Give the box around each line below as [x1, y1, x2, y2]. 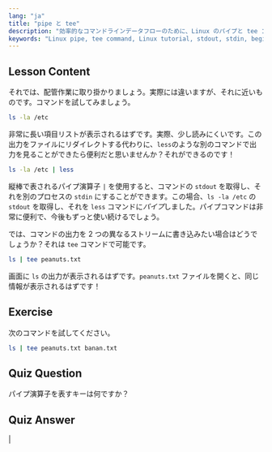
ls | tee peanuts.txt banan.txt [8, 344, 117, 352]
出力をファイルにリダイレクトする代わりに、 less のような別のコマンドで [8, 139, 250, 149]
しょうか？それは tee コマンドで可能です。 [8, 239, 151, 248]
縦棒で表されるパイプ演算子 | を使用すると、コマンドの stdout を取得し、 [8, 181, 255, 191]
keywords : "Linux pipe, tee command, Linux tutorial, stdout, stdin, [8, 34, 249, 43]
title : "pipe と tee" [8, 19, 80, 28]
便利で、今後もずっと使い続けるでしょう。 [22, 212, 164, 222]
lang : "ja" [8, 11, 45, 20]
